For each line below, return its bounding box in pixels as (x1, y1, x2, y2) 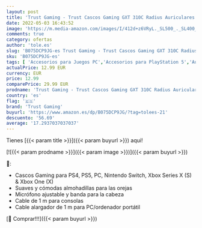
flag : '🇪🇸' (6, 98, 36, 104)
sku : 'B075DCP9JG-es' (6, 53, 61, 59)
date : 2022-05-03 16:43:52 (6, 20, 74, 26)
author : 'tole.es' (6, 43, 52, 49)
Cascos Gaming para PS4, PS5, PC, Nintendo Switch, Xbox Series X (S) (14, 172, 192, 179)
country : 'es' (6, 92, 42, 98)
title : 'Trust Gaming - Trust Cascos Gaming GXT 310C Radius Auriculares (6, 14, 195, 20)
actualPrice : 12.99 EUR (6, 64, 66, 71)
